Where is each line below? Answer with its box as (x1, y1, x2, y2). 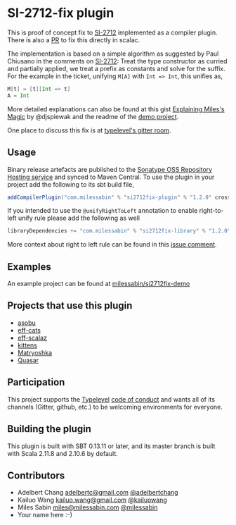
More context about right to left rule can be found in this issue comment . (7, 240, 217, 249)
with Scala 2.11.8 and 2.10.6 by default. (7, 449, 118, 457)
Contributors (7, 469, 65, 481)
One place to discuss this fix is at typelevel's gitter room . (7, 125, 171, 135)
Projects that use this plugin (7, 299, 133, 311)
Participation (7, 376, 65, 388)
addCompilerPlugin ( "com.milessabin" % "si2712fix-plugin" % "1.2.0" (7, 194, 212, 201)
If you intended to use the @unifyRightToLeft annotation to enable (7, 206, 198, 215)
